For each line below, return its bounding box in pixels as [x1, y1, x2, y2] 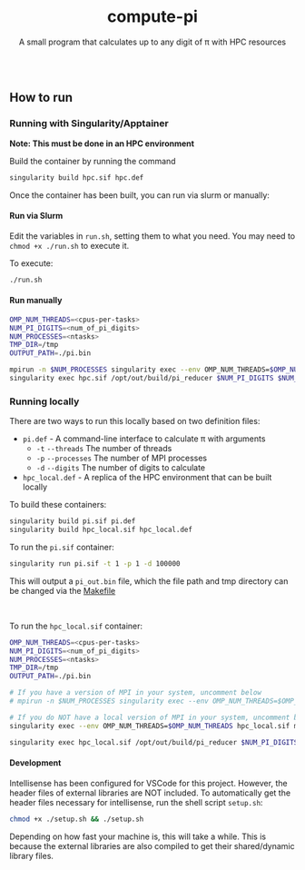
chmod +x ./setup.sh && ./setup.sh [9, 815, 144, 824]
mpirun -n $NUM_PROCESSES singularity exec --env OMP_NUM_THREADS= [9, 365, 271, 374]
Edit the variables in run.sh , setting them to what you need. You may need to [9, 230, 296, 242]
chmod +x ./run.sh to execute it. [9, 240, 130, 251]
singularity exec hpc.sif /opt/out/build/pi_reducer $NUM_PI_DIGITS [9, 374, 274, 383]
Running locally [9, 395, 80, 408]
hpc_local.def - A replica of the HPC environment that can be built [22, 472, 272, 483]
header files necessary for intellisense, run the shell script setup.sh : [9, 796, 263, 807]
